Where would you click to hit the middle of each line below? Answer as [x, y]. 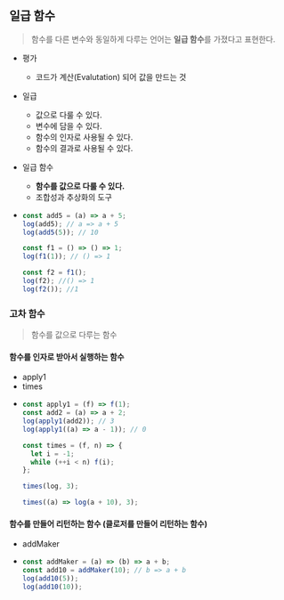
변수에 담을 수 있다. [69, 126]
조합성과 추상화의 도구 [74, 197]
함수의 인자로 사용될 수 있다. [84, 137]
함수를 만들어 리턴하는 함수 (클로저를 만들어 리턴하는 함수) [108, 523]
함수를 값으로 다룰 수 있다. [80, 186]
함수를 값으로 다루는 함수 [74, 335]
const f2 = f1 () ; [54, 273]
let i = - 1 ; [53, 454]
